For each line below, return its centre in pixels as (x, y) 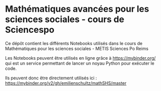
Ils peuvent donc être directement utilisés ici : (51, 78)
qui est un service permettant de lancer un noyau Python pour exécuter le (80, 63)
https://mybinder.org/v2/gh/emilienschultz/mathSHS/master (66, 83)
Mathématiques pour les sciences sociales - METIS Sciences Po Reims (77, 48)
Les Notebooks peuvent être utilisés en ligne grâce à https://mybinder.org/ (80, 58)
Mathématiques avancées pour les (77, 9)
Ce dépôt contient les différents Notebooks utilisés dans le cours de (74, 43)
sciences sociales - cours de (65, 19)
